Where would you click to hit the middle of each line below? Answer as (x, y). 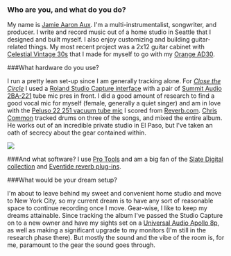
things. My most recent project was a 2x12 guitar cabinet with (117, 47)
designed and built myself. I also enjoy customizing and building (99, 40)
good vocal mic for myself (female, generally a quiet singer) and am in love (114, 103)
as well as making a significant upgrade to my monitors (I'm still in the (107, 230)
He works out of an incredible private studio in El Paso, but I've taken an (110, 126)
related (17, 47)
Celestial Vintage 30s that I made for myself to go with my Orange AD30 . (111, 54)
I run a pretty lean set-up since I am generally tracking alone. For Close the (114, 81)
